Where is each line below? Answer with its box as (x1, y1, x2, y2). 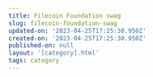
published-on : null (8, 42, 74, 50)
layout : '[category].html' (8, 49, 100, 57)
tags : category (8, 57, 60, 65)
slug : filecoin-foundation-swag (8, 19, 117, 27)
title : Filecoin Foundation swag (8, 11, 121, 20)
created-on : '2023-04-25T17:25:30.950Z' (8, 34, 147, 43)
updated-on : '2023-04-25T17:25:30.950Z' (8, 26, 147, 34)
